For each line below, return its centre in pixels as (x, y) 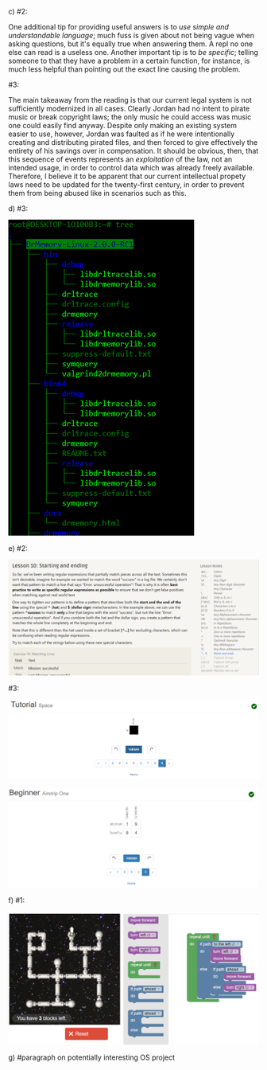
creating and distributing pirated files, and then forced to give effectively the (133, 142)
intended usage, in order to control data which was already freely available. (132, 168)
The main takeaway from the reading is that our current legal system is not (130, 100)
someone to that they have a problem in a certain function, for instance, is (129, 61)
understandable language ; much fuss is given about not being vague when (131, 35)
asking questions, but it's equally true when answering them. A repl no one (131, 44)
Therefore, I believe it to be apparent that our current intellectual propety (127, 176)
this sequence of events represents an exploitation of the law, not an (120, 159)
